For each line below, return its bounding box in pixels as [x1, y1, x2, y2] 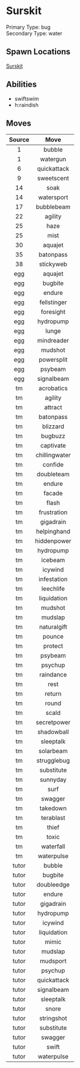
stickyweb [39, 260, 68, 268]
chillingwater [35, 451, 71, 459]
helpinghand [36, 528, 71, 536]
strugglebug [36, 757, 70, 765]
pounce [43, 633, 64, 641]
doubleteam [37, 470, 70, 478]
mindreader [37, 337, 69, 345]
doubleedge [36, 881, 70, 889]
